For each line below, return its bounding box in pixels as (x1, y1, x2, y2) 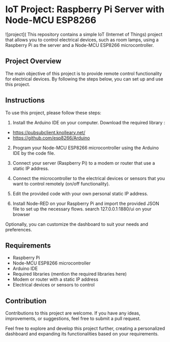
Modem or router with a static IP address (12, 276, 98, 282)
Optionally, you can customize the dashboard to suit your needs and (5, 221, 149, 227)
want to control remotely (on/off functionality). (12, 180, 110, 187)
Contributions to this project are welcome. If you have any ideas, (5, 310, 141, 317)
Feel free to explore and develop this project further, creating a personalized (5, 325, 165, 332)
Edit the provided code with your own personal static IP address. (12, 190, 149, 197)
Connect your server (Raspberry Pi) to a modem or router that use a (12, 160, 155, 166)
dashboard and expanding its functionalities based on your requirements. (5, 331, 159, 337)
